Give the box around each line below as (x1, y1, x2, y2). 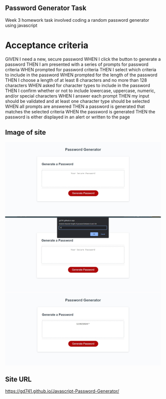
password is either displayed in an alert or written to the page (5, 114, 130, 120)
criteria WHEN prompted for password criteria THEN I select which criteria (5, 66, 157, 72)
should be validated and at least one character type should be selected (5, 98, 150, 104)
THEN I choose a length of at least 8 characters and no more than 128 (5, 77, 147, 83)
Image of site (5, 128, 46, 137)
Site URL (5, 375, 32, 383)
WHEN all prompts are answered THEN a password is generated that (5, 103, 145, 109)
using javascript (5, 22, 38, 28)
